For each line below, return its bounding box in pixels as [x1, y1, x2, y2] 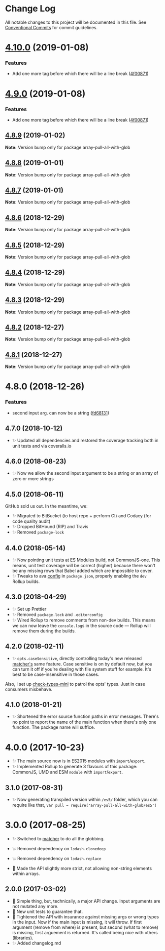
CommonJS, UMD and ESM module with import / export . [12, 769, 123, 775]
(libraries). [12, 935, 33, 941]
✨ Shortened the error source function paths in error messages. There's [12, 713, 159, 719]
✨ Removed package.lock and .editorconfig [12, 611, 103, 618]
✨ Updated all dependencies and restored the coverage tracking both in [12, 437, 159, 443]
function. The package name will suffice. [12, 724, 95, 730]
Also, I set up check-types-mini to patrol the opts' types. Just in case [5, 681, 145, 687]
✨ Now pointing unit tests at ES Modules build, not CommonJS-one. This [12, 557, 160, 563]
